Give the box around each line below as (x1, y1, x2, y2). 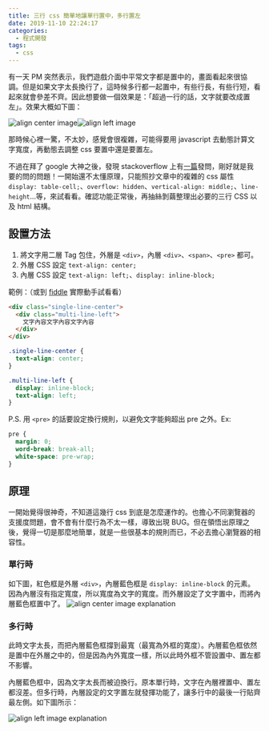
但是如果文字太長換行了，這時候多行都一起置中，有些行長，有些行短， (22, 82, 254, 91)
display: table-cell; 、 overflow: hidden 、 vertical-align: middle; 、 (8, 182, 242, 191)
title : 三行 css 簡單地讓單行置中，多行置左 (8, 11, 142, 20)
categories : (8, 26, 48, 34)
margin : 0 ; (15, 438, 52, 446)
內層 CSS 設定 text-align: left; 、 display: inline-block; (19, 270, 216, 279)
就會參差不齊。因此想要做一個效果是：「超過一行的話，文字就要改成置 (22, 92, 251, 101)
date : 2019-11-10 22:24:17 (8, 19, 98, 27)
